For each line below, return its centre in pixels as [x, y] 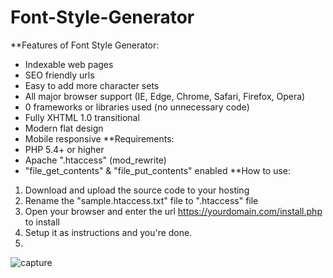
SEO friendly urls [59, 75]
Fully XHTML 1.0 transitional [82, 117]
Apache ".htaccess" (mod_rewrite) [95, 160]
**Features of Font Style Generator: [85, 45]
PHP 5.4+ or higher [64, 149]
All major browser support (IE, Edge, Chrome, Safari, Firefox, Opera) [165, 96]
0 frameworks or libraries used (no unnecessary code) [137, 107]
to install [42, 222]
